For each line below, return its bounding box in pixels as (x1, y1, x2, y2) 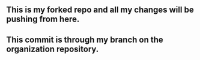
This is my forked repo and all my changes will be (6, 5, 194, 15)
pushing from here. (6, 14, 80, 25)
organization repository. (6, 44, 99, 54)
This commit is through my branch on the (6, 34, 163, 44)
